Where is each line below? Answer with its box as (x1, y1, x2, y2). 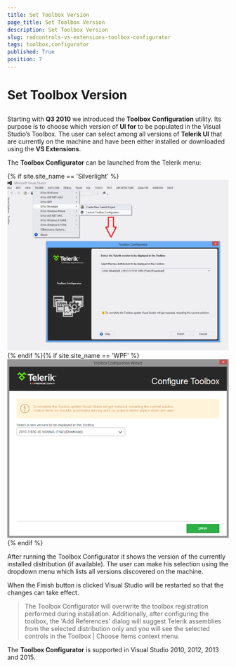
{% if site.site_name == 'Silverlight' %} (7, 172, 119, 181)
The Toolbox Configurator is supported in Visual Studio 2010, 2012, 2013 (7, 646, 219, 654)
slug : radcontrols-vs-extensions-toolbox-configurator (7, 34, 171, 41)
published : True (7, 49, 55, 56)
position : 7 (7, 56, 42, 63)
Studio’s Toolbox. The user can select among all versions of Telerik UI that (7, 130, 223, 139)
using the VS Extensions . (7, 145, 81, 153)
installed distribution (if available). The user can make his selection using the (7, 560, 229, 568)
